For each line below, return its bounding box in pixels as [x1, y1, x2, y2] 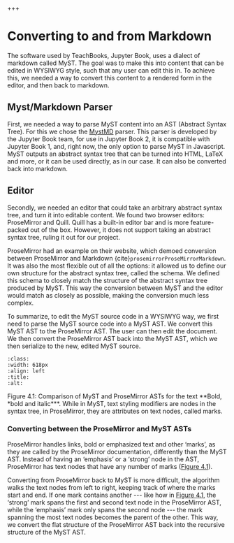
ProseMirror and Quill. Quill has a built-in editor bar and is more [7, 218, 189, 226]
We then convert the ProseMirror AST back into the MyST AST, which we [7, 334, 218, 342]
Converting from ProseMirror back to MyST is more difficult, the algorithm [7, 476, 220, 484]
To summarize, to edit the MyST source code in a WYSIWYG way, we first [7, 312, 219, 320]
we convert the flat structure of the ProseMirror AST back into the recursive [7, 520, 225, 528]
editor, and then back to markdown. [7, 81, 110, 89]
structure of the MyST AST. [7, 528, 86, 536]
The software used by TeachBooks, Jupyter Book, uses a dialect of [7, 51, 200, 59]
